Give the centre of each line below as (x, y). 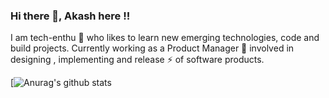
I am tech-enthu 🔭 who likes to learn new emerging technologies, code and (165, 38)
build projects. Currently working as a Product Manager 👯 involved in (152, 48)
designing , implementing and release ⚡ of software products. (137, 60)
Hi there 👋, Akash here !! (70, 16)
